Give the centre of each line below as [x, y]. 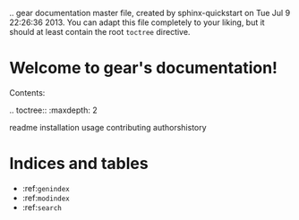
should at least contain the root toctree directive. [100, 32]
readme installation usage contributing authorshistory [108, 127]
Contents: [27, 92]
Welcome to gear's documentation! [144, 68]
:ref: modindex [46, 198]
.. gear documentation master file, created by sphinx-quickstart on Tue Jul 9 [150, 13]
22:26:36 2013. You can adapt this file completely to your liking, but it [137, 22]
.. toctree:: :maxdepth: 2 [53, 110]
